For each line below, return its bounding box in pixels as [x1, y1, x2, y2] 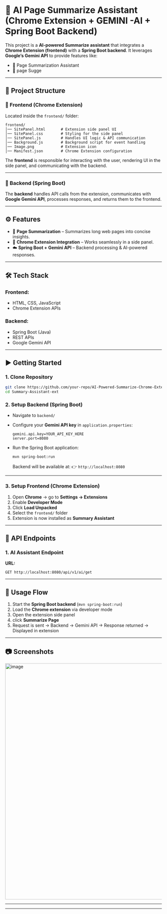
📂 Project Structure [5, 86, 66, 95]
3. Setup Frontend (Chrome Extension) [5, 483, 100, 490]
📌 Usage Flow [5, 588, 48, 596]
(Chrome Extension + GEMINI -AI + [5, 15, 151, 26]
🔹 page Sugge [12, 67, 42, 74]
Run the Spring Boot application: [12, 445, 79, 451]
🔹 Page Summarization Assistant [12, 62, 80, 68]
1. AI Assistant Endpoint [5, 549, 64, 556]
